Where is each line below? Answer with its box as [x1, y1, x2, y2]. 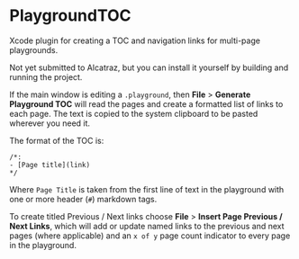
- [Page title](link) [9, 160, 91, 169]
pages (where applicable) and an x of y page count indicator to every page [9, 230, 291, 241]
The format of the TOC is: [9, 135, 104, 146]
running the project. [9, 71, 83, 82]
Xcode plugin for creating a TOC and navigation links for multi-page [9, 35, 261, 46]
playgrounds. [9, 44, 59, 55]
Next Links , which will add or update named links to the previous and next [9, 220, 285, 231]
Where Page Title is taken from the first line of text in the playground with [9, 183, 285, 194]
